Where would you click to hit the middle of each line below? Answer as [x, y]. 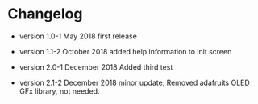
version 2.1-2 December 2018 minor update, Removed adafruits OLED [135, 82]
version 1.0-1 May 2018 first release [78, 36]
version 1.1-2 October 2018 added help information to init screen [125, 51]
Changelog [45, 14]
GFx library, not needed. [59, 91]
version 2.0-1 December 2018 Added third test [96, 67]
